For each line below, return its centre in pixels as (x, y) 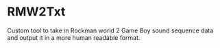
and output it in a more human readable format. (74, 37)
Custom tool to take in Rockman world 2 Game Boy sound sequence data (110, 30)
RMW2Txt (36, 12)
